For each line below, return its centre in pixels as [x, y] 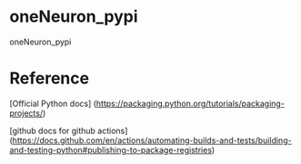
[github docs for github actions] [69, 130]
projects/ [26, 113]
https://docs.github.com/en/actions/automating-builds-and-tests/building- [152, 140]
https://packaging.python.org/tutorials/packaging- [190, 103]
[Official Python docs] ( [53, 103]
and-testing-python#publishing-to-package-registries [110, 150]
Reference [49, 78]
